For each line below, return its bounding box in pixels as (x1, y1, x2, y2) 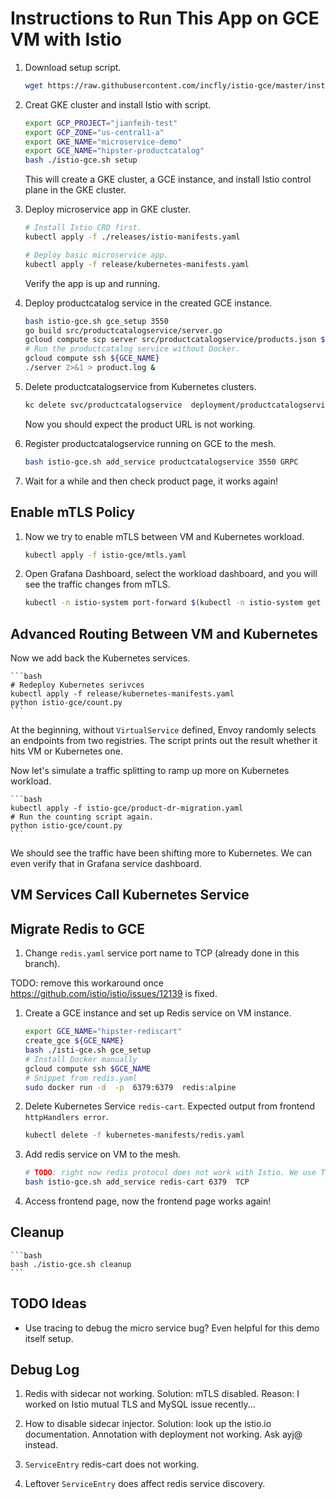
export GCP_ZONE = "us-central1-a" (24, 127, 165, 137)
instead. (24, 1439, 59, 1451)
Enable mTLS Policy (10, 504, 136, 521)
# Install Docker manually (24, 1054, 138, 1064)
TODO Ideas (10, 1295, 87, 1312)
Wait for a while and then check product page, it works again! (24, 475, 279, 487)
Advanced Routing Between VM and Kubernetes (10, 625, 318, 642)
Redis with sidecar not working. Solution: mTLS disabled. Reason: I (24, 1388, 300, 1400)
